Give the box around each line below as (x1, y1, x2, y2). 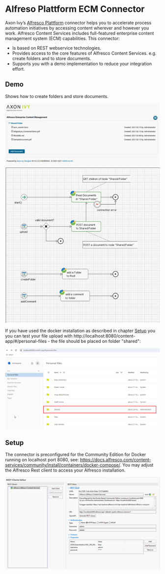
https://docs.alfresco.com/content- (80, 457, 151, 463)
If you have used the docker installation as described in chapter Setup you (5, 328, 156, 334)
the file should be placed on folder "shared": (51, 338, 141, 344)
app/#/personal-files (5, 338, 47, 344)
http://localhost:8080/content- (73, 333, 136, 339)
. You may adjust (120, 462, 154, 468)
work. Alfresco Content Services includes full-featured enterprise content (5, 30, 154, 36)
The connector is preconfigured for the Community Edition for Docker (5, 452, 146, 458)
